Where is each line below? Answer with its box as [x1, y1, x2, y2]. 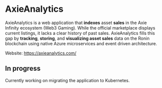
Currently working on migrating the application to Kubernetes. [5, 77, 130, 83]
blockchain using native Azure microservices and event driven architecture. [5, 40, 158, 46]
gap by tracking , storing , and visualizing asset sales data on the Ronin [5, 35, 150, 41]
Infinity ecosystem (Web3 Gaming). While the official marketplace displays [5, 25, 156, 30]
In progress [5, 64, 41, 73]
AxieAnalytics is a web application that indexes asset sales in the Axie [5, 20, 147, 26]
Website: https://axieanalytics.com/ [5, 50, 77, 56]
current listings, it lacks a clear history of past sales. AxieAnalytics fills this [5, 30, 155, 36]
